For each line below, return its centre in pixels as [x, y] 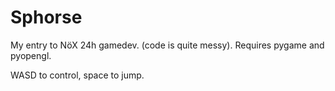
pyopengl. [31, 55]
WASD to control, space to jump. [77, 75]
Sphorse [46, 17]
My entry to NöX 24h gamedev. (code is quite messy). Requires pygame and [167, 45]
